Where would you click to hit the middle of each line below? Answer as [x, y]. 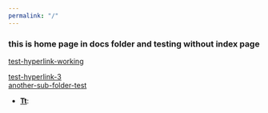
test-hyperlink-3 [35, 76]
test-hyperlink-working [46, 61]
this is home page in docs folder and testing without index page [134, 43]
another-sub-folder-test [48, 85]
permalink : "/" [34, 16]
